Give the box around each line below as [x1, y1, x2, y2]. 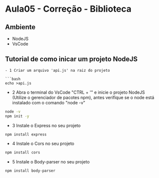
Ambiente [5, 23, 36, 31]
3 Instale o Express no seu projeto [12, 122, 81, 128]
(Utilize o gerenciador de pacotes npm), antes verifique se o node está [12, 94, 155, 100]
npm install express [5, 132, 47, 137]
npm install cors [5, 150, 40, 155]
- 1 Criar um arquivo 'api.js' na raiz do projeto [5, 68, 110, 73]
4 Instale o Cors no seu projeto [12, 140, 75, 147]
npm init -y [5, 114, 29, 119]
